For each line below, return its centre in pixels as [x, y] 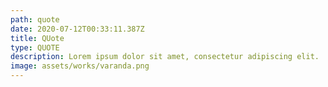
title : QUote [37, 38]
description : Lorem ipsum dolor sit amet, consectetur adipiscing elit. [165, 57]
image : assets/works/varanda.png [80, 66]
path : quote [35, 19]
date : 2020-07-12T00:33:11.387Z [77, 29]
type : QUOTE [35, 47]
